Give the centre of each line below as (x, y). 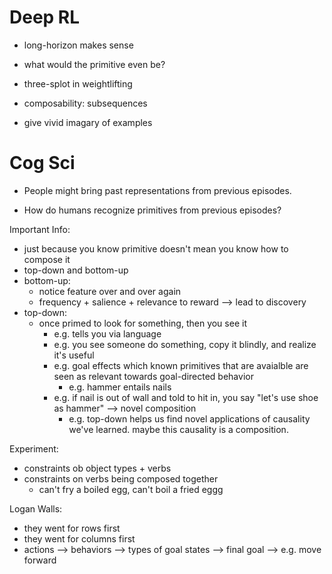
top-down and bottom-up (76, 270)
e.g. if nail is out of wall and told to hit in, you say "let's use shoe (186, 397)
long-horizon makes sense (78, 45)
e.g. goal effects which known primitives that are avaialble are (181, 365)
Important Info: (40, 229)
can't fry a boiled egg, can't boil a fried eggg (131, 489)
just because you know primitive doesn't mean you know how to (156, 248)
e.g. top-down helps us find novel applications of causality (189, 418)
